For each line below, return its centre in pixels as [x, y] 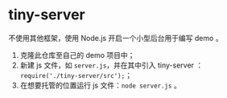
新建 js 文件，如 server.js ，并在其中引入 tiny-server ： [111, 65]
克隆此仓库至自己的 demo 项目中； [77, 55]
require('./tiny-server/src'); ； [76, 75]
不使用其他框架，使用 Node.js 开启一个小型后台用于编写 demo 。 [116, 38]
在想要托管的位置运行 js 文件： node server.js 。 [100, 85]
